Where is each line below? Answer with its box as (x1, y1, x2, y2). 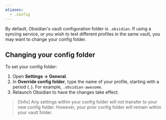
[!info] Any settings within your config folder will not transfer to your (17, 99, 157, 105)
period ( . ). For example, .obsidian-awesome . (12, 84, 102, 90)
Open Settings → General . (12, 73, 67, 80)
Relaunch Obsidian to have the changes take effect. (12, 89, 119, 95)
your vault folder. (17, 110, 53, 116)
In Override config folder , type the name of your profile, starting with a (12, 79, 159, 85)
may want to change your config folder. (5, 36, 86, 42)
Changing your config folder (5, 50, 95, 59)
